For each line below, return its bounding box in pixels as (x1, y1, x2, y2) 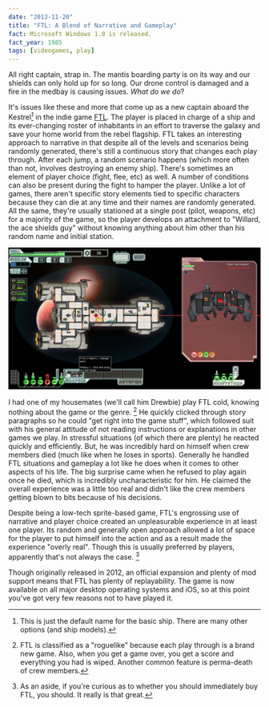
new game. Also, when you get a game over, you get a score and (19, 648, 235, 658)
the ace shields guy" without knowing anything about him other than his (8, 223, 246, 232)
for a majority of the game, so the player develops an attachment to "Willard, (8, 214, 261, 224)
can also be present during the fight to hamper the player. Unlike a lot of (8, 180, 246, 190)
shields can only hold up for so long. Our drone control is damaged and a (8, 79, 250, 88)
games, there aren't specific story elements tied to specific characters (8, 188, 240, 198)
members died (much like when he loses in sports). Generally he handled (8, 450, 250, 459)
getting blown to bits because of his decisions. (8, 492, 163, 502)
